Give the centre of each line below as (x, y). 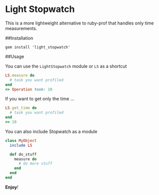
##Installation (19, 38)
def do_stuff (23, 154)
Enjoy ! (12, 187)
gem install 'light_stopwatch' (38, 47)
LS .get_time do (21, 108)
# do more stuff (35, 163)
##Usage (15, 56)
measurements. (21, 28)
